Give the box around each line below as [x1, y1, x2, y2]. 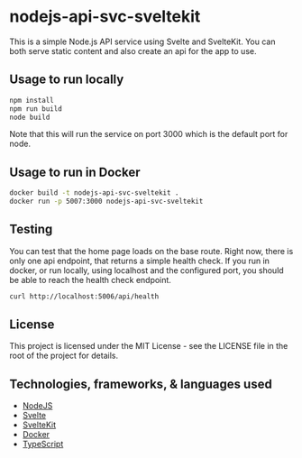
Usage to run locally [9, 72, 124, 87]
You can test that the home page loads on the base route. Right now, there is [9, 245, 294, 256]
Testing [9, 222, 53, 237]
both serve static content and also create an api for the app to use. [9, 45, 257, 56]
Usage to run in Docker [9, 164, 141, 179]
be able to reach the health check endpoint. [9, 274, 171, 285]
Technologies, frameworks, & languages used [9, 376, 272, 391]
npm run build [9, 104, 63, 114]
